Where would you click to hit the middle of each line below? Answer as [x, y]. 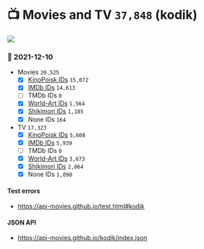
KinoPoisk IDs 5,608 [56, 135]
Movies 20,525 [38, 72]
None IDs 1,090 [50, 174]
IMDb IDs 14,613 [52, 88]
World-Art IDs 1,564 [56, 103]
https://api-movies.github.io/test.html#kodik [81, 206]
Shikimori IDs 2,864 [56, 166]
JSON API [22, 222]
